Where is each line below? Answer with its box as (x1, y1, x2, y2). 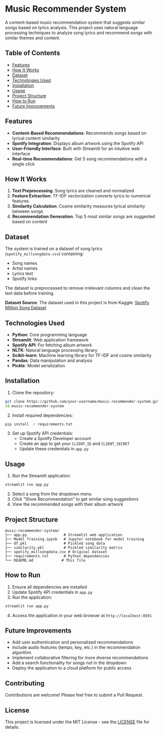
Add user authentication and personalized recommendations (12, 639, 133, 645)
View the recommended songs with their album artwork (12, 501, 124, 507)
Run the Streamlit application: (12, 473, 71, 479)
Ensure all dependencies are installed (12, 584, 87, 590)
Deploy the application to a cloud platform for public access (12, 665, 132, 671)
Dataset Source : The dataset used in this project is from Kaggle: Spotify (5, 300, 149, 306)
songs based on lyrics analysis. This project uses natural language (5, 24, 138, 30)
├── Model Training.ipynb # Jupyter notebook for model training (5, 537, 145, 541)
